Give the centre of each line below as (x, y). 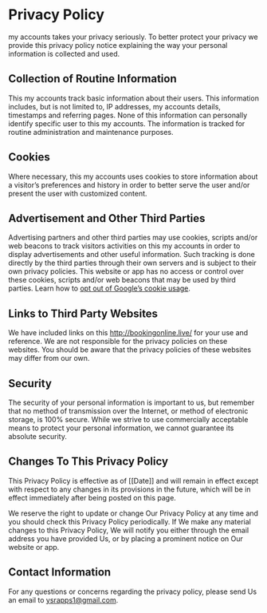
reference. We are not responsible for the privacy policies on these (118, 342)
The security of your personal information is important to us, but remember (132, 402)
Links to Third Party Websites (83, 313)
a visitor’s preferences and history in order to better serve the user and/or (129, 184)
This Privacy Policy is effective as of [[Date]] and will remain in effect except (133, 481)
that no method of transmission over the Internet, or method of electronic (128, 411)
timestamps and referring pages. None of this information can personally (128, 115)
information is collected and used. (64, 53)
